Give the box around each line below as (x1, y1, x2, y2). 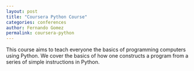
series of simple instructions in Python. (6, 59, 100, 66)
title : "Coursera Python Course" (6, 14, 88, 20)
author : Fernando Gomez (6, 24, 64, 31)
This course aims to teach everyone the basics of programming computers (6, 46, 186, 53)
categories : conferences (6, 19, 67, 25)
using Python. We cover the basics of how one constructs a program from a (6, 52, 189, 59)
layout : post (6, 8, 38, 15)
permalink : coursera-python (6, 30, 75, 36)
